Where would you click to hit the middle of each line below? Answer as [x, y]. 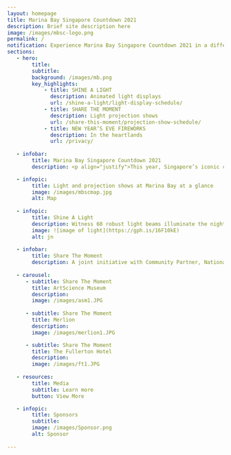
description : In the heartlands [97, 135]
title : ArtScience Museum [69, 288]
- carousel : [33, 275]
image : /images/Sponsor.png [72, 428]
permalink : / [26, 39]
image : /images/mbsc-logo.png [51, 33]
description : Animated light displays [106, 97]
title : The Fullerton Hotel [72, 351]
